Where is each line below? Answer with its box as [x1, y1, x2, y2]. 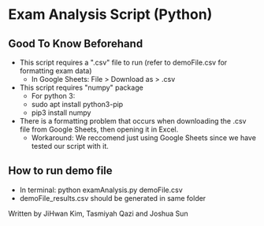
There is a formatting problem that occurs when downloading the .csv [19, 117, 247, 125]
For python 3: [31, 91, 76, 100]
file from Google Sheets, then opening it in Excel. [19, 124, 179, 134]
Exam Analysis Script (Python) [8, 6, 213, 24]
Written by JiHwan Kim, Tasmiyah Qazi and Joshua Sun [8, 209, 188, 218]
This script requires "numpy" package [19, 83, 143, 92]
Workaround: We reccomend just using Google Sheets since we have [31, 133, 256, 143]
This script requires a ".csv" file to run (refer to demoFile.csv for [19, 57, 228, 67]
